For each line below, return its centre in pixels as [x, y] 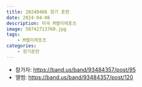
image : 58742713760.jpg [37, 29]
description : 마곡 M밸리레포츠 [41, 23]
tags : [13, 35]
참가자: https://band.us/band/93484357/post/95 [75, 69]
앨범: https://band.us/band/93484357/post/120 [74, 77]
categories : [21, 46]
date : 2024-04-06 [28, 18]
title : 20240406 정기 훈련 [38, 12]
